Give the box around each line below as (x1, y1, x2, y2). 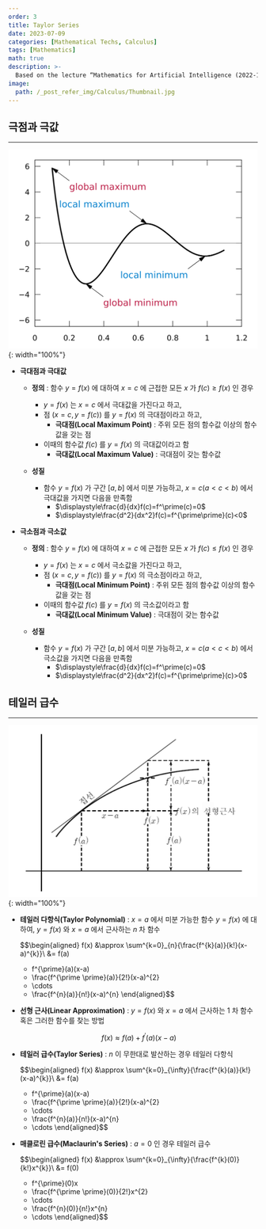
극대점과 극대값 (19, 367, 67, 376)
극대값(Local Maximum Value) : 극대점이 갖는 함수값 (55, 450, 222, 459)
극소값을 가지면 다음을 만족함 (43, 653, 133, 663)
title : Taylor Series (8, 21, 80, 29)
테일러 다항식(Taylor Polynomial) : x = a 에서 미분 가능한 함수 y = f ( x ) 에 (19, 915, 249, 924)
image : (8, 79, 30, 87)
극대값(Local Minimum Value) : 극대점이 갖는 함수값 (55, 610, 219, 619)
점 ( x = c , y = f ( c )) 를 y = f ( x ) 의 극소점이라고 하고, (43, 570, 203, 580)
